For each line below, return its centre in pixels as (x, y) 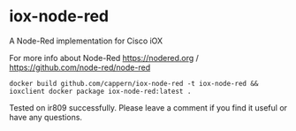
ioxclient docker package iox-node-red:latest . (100, 91)
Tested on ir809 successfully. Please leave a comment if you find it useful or (148, 107)
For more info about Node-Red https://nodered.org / (104, 58)
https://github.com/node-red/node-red (80, 67)
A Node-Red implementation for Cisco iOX (86, 41)
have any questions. (46, 117)
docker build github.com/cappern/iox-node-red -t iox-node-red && (134, 83)
